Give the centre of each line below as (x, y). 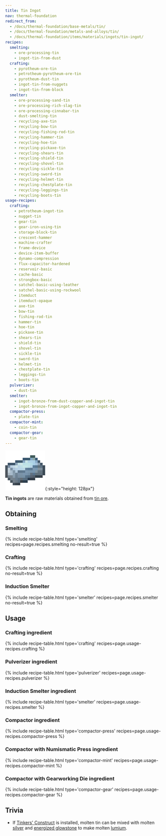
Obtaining (21, 514)
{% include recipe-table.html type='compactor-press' (60, 731)
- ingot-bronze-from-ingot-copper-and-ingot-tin (66, 406)
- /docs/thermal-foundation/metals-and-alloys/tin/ (65, 32)
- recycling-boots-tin (38, 195)
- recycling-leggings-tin (41, 190)
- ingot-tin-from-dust (38, 58)
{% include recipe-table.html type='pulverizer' (53, 672)
